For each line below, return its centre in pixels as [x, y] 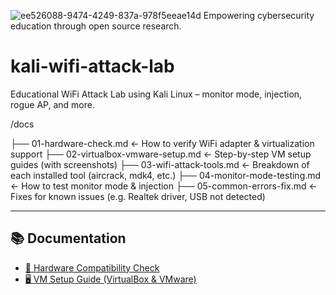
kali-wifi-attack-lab [92, 66]
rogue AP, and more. [52, 104]
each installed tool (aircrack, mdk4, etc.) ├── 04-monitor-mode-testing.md [166, 175]
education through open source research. [96, 26]
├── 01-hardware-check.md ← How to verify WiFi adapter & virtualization [162, 143]
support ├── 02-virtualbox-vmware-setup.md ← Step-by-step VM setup [161, 154]
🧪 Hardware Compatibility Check [92, 267]
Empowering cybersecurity [259, 15]
